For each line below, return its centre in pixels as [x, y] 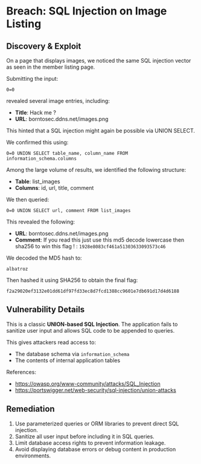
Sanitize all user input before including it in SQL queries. [85, 436]
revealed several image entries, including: [58, 101]
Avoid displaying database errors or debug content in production [95, 449]
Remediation [31, 409]
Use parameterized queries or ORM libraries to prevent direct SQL [97, 424]
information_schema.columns [42, 158]
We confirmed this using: [37, 142]
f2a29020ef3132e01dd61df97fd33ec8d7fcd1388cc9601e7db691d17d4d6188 [93, 291]
